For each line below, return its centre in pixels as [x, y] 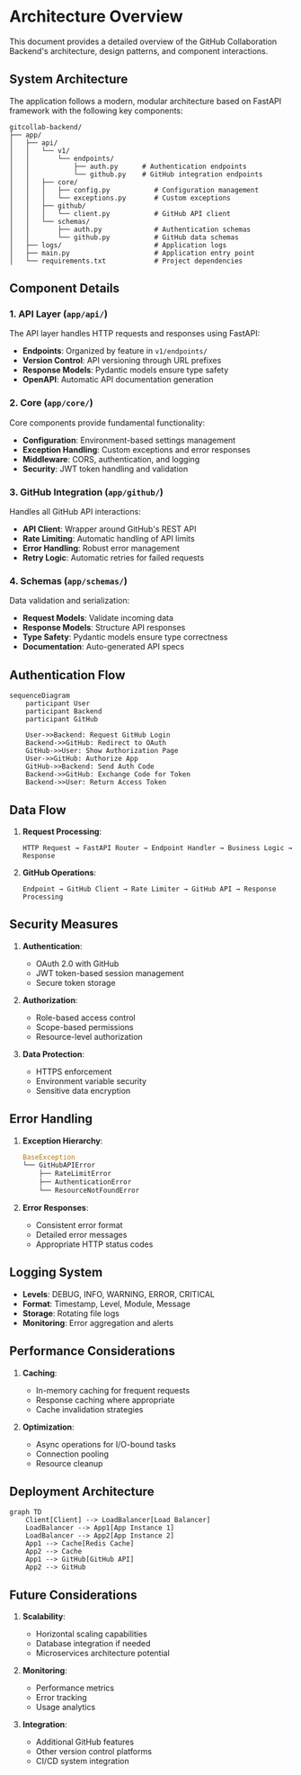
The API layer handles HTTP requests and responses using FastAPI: [135, 334]
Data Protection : [53, 1053]
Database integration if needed [93, 1644]
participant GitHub [62, 720]
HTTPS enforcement [74, 1071]
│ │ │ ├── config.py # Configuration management [134, 190]
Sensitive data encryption [83, 1090]
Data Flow [38, 810]
